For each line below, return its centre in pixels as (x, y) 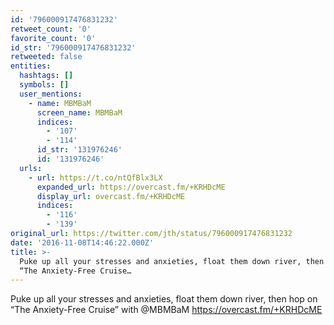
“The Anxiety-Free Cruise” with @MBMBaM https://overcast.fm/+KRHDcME (166, 310)
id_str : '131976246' (79, 150)
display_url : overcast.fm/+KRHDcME (111, 196)
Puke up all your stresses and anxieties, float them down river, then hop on (164, 299)
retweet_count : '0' (51, 29)
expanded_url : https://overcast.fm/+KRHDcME (131, 187)
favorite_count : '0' (53, 38)
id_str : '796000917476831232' (73, 47)
